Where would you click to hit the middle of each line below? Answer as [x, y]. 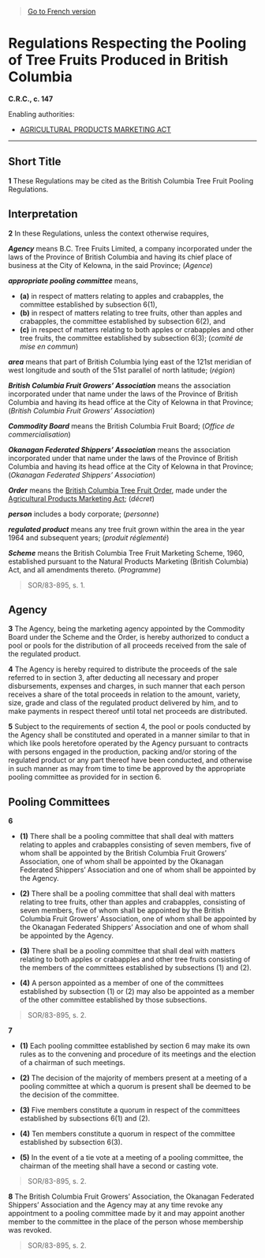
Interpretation [43, 214]
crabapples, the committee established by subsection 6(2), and [123, 321]
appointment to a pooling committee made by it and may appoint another [127, 1214]
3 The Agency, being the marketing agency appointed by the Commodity [127, 629]
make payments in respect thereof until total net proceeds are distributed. [128, 712]
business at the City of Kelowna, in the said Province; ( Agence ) [110, 265]
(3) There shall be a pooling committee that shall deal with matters [127, 951]
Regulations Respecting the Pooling [127, 43]
